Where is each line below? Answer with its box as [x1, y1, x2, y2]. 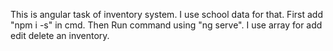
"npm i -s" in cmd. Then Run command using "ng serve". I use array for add [10, 19, 323, 31]
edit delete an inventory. [10, 30, 110, 41]
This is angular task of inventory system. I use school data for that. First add [10, 9, 323, 20]
